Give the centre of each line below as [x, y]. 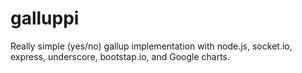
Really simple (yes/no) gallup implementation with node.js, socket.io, [151, 46]
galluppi [45, 18]
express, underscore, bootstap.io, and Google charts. [120, 56]
